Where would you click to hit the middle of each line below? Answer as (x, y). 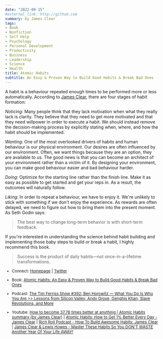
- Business (16, 55)
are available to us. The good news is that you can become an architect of (79, 157)
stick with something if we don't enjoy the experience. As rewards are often (81, 202)
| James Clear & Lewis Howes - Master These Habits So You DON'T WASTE (82, 327)
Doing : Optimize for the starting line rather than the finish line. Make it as (78, 177)
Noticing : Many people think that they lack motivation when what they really (81, 111)
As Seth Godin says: (25, 212)
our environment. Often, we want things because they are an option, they (79, 152)
